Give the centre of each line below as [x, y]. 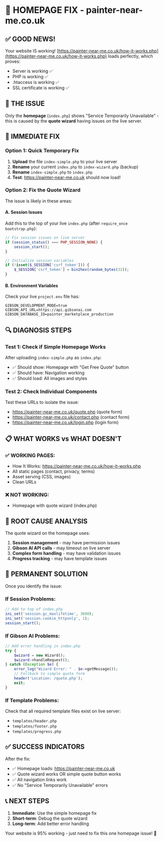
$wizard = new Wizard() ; [40, 655]
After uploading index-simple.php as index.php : [53, 357]
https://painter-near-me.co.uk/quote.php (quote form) [67, 412]
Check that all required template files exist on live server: [63, 711]
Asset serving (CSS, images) [41, 476]
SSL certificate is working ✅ [41, 88]
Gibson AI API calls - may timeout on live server [61, 548]
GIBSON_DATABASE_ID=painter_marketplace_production [59, 315]
